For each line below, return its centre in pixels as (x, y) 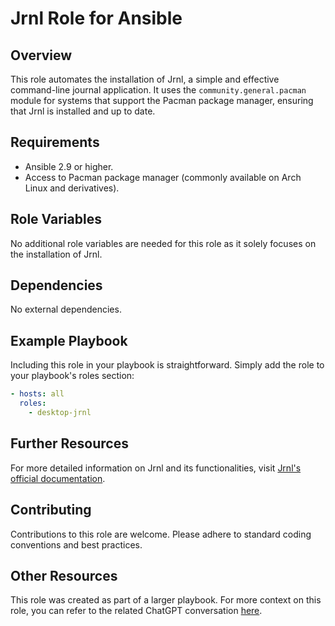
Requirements (55, 142)
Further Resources (69, 443)
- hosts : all (37, 394)
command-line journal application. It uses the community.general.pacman (158, 90)
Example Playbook (69, 340)
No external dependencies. (66, 309)
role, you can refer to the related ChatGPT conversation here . (136, 611)
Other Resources (64, 575)
